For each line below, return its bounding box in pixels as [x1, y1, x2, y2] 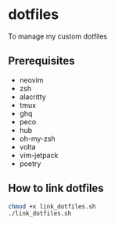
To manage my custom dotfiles [8, 31, 108, 41]
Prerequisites [8, 54, 75, 68]
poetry [19, 159, 41, 168]
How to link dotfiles [8, 182, 104, 195]
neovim [19, 75, 44, 84]
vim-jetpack [19, 150, 59, 160]
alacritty [19, 92, 47, 101]
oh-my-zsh [19, 134, 56, 143]
